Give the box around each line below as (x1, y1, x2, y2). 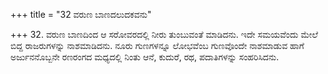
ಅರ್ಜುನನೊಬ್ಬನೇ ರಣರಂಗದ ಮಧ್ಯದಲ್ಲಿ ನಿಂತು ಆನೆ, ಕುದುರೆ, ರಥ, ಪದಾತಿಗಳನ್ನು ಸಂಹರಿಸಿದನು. (10, 51, 280, 63)
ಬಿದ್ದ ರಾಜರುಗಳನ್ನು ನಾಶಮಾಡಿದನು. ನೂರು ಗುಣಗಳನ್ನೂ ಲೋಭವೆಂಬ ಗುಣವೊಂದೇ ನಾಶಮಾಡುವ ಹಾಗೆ (10, 40, 305, 51)
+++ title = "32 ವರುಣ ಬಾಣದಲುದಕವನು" (10, 9, 152, 20)
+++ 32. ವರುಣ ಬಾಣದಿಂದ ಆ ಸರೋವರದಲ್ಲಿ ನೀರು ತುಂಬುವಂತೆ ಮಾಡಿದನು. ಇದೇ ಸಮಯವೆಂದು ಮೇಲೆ (10, 29, 318, 40)
